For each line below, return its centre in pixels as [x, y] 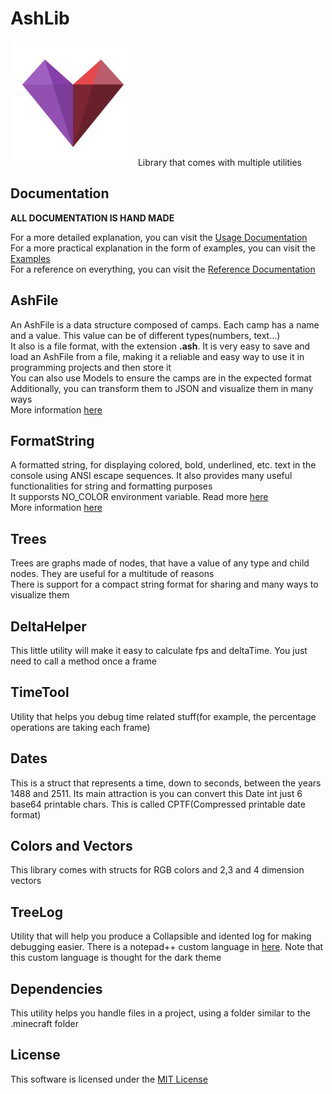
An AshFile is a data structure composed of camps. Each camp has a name [165, 324]
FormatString [52, 440]
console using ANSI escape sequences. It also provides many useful [151, 476]
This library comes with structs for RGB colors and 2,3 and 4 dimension [157, 870]
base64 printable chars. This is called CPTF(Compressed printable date [158, 804]
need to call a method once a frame [83, 661]
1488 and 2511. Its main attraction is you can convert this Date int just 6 [156, 793]
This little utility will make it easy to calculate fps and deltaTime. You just [159, 650]
